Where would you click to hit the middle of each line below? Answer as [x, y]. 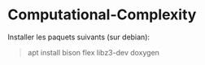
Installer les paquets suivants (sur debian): [79, 37]
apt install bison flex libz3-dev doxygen [94, 52]
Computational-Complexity [102, 15]
